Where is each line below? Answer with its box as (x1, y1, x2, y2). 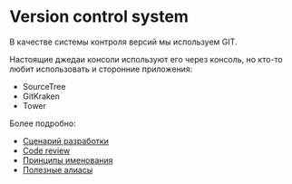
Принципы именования (22, 154, 113, 165)
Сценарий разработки (22, 135, 109, 146)
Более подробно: (9, 118, 76, 129)
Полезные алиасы (22, 164, 93, 175)
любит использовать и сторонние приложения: (9, 63, 193, 74)
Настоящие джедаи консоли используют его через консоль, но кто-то (9, 53, 283, 64)
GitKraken (22, 91, 61, 102)
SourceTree (22, 81, 66, 92)
